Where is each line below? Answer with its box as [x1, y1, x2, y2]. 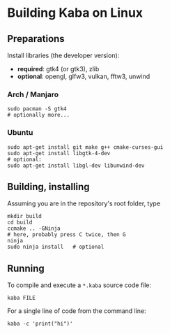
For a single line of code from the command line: [7, 307, 146, 315]
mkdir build [7, 213, 42, 220]
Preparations [7, 33, 65, 45]
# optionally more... [7, 112, 70, 119]
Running [7, 262, 45, 274]
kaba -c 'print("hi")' [7, 320, 73, 328]
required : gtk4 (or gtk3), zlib [17, 65, 100, 73]
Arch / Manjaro [7, 89, 59, 99]
